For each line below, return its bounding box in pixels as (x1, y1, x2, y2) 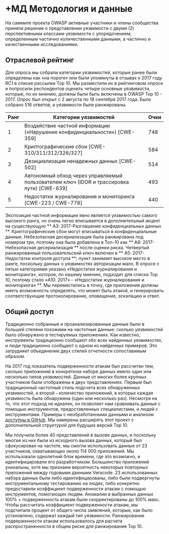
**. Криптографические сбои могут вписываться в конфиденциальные (5, 228, 157, 234)
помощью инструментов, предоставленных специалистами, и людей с (5, 406, 158, 412)
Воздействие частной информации (24, 122, 110, 129)
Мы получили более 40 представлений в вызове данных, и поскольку (5, 432, 156, 438)
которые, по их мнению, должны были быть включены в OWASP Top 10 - (5, 91, 162, 97)
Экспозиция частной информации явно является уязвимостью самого (5, 212, 157, 218)
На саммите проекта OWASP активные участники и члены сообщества (5, 20, 159, 26)
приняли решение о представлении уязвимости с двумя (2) (5, 25, 134, 31)
